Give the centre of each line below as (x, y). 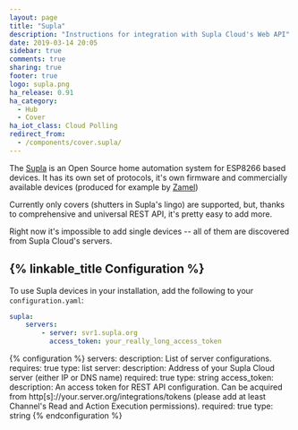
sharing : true (36, 68)
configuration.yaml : (47, 300)
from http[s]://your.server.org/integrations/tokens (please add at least (138, 397)
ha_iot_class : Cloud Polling (64, 126)
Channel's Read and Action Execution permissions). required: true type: (141, 406)
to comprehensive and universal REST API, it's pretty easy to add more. (141, 214)
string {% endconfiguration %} (66, 416)
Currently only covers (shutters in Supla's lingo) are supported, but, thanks (147, 204)
